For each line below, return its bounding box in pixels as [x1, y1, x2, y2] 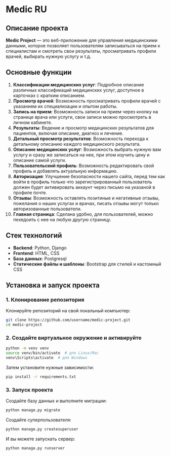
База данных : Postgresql [13, 255, 67, 262]
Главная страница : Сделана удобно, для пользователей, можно [13, 211, 153, 217]
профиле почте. [13, 189, 48, 196]
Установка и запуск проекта [6, 281, 100, 290]
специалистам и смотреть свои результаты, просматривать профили [6, 48, 156, 54]
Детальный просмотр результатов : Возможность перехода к [13, 136, 149, 142]
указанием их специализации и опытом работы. [13, 103, 118, 109]
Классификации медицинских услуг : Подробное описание [13, 81, 144, 87]
